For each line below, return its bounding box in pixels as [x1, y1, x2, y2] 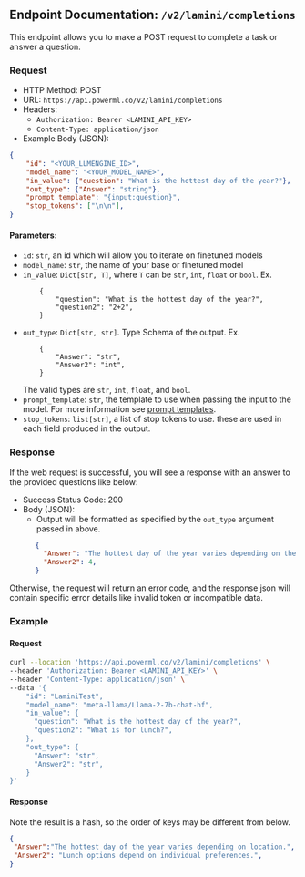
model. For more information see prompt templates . [22, 404, 217, 415]
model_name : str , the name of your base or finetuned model [22, 260, 244, 271]
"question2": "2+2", [56, 303, 134, 313]
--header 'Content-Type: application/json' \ [9, 675, 185, 684]
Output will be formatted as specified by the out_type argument [36, 513, 275, 524]
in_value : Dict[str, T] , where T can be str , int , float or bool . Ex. [22, 269, 272, 281]
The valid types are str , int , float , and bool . [22, 385, 191, 396]
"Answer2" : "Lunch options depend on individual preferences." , [13, 851, 262, 861]
